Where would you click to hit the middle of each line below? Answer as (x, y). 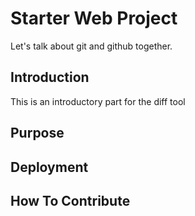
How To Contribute (70, 200)
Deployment (49, 167)
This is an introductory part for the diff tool (98, 101)
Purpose (37, 133)
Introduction (50, 77)
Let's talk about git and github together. (91, 46)
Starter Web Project (94, 18)
